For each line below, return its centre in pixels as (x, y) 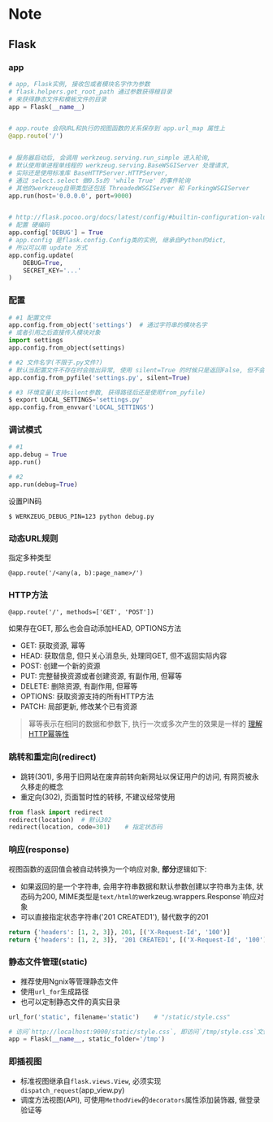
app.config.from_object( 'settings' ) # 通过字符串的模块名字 (108, 325)
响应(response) (39, 850)
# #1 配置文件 (30, 318)
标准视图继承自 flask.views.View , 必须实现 (91, 1081)
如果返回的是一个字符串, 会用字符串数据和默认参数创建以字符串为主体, (137, 886)
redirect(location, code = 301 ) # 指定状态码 (85, 827)
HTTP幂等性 (49, 734)
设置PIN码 (25, 501)
